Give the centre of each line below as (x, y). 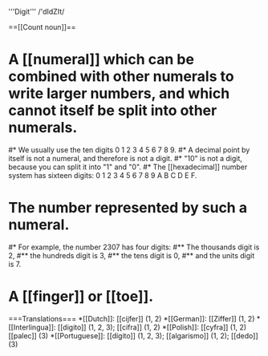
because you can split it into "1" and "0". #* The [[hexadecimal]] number (128, 167)
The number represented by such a (128, 208)
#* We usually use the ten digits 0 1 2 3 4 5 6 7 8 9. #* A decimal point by (129, 150)
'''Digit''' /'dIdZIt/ (37, 12)
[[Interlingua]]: (32, 327)
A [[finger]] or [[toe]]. (81, 297)
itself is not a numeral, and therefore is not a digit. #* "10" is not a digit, (125, 158)
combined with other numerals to (121, 77)
